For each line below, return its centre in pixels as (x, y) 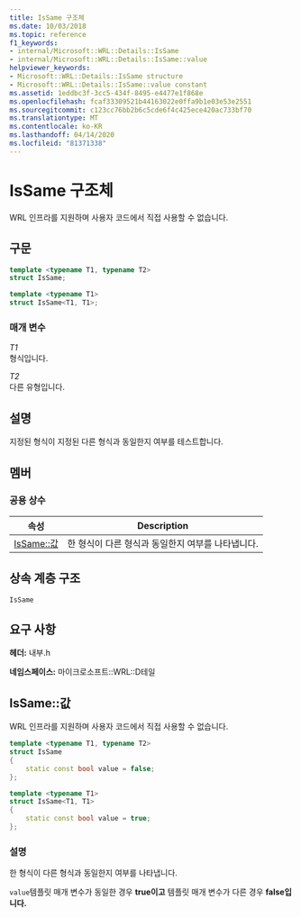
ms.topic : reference (48, 34)
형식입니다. (29, 359)
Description (163, 525)
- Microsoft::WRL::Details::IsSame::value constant (108, 85)
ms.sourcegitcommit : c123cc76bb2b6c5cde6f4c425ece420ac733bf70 (131, 110)
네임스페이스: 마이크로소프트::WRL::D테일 (82, 672)
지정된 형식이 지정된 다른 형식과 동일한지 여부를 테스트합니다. (116, 441)
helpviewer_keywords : (50, 68)
